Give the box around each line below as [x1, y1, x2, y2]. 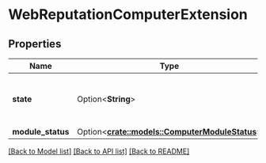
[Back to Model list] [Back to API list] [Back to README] [8, 146, 190, 156]
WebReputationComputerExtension [8, 6, 248, 24]
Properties [8, 37, 62, 51]
